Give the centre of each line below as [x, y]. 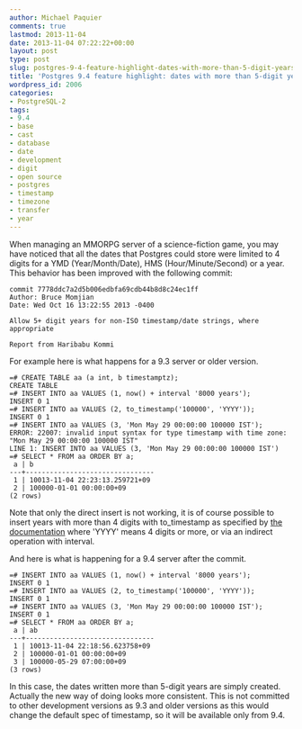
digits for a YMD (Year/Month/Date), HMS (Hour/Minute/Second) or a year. [147, 263]
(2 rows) [26, 496]
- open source [36, 176]
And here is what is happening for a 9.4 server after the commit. [128, 558]
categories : [31, 93]
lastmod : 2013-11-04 [48, 34]
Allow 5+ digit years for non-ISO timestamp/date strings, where [134, 320]
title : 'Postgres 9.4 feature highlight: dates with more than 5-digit [146, 76]
